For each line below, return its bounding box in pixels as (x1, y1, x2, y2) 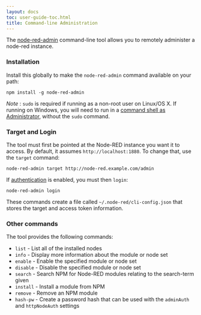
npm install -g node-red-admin (6, 89, 85, 95)
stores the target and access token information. (6, 205, 124, 212)
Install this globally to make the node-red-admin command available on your (6, 71, 192, 79)
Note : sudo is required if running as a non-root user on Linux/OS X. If (6, 100, 177, 107)
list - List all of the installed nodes (14, 245, 102, 252)
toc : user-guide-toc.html (6, 14, 71, 20)
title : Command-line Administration (6, 20, 98, 26)
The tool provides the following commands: (6, 233, 113, 241)
